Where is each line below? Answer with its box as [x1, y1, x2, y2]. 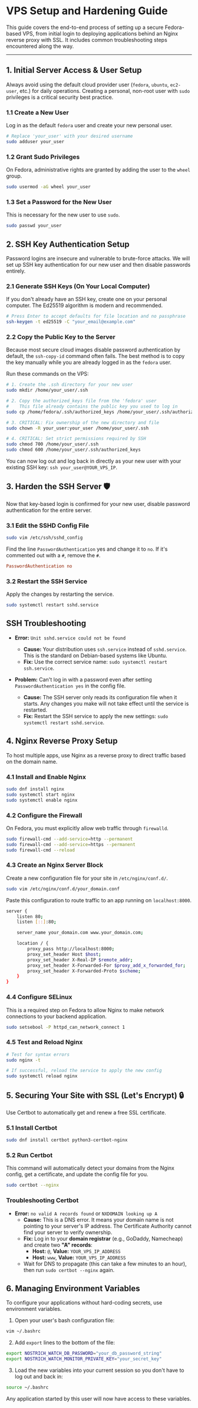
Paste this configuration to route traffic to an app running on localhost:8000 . [6, 896, 192, 903]
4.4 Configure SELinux [6, 993, 72, 1001]
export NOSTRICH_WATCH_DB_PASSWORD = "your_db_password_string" [6, 1351, 162, 1357]
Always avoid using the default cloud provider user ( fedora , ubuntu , [6, 81, 169, 88]
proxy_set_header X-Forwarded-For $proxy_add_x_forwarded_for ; [27, 963, 186, 968]
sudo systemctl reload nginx [6, 1073, 78, 1079]
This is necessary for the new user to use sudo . [6, 211, 120, 218]
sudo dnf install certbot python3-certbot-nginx [6, 1137, 128, 1143]
